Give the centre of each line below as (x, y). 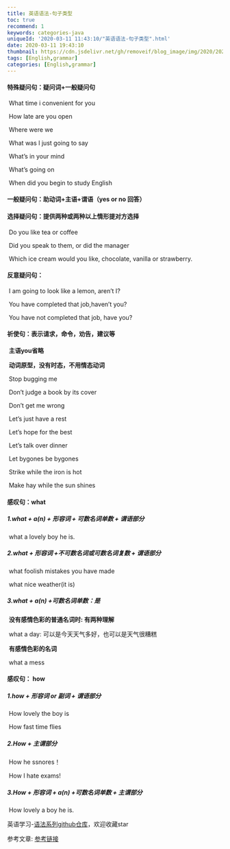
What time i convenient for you (52, 103)
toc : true (21, 20)
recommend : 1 (26, 26)
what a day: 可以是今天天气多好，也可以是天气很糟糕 (83, 634)
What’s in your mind (37, 156)
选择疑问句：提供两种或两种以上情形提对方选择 (73, 216)
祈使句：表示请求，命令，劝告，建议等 (61, 334)
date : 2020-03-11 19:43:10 (46, 45)
